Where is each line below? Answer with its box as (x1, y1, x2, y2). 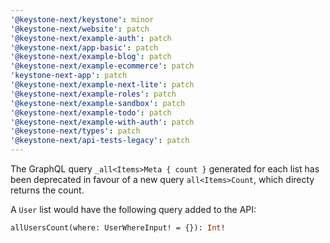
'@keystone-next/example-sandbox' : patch (10, 98, 186, 108)
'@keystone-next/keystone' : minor (10, 14, 155, 25)
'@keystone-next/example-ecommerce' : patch (10, 61, 195, 71)
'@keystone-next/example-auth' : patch (10, 33, 172, 43)
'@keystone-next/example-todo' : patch (10, 107, 172, 118)
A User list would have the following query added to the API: (10, 204, 257, 215)
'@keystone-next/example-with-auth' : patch (10, 117, 195, 127)
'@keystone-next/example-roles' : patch (10, 89, 177, 99)
